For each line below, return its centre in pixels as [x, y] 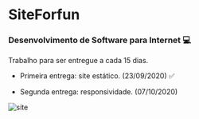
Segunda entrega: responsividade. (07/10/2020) [99, 92]
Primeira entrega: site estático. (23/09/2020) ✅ [97, 76]
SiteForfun [44, 15]
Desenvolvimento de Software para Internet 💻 [99, 40]
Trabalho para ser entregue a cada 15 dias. [78, 61]
